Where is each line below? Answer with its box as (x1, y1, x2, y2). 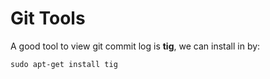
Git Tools (10, 7, 86, 30)
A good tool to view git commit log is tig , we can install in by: (10, 40, 261, 52)
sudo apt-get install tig (10, 59, 118, 69)
